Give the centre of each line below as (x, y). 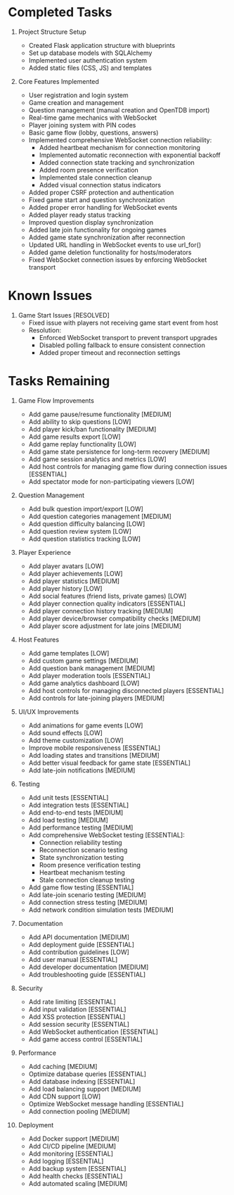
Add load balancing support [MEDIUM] (85, 1089)
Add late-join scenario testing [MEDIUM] (87, 894)
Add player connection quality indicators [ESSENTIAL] (107, 603)
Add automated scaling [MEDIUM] (78, 1183)
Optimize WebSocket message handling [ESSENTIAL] (106, 1103)
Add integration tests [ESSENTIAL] (79, 805)
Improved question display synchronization (91, 222)
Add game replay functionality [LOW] (82, 444)
